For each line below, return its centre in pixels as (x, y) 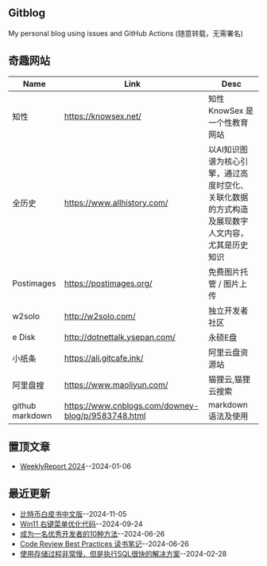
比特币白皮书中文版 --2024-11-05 (73, 514)
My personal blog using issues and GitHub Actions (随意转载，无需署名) (126, 33)
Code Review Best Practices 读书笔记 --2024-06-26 (104, 544)
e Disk (24, 337)
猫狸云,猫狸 (229, 379)
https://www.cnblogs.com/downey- (132, 405)
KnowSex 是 (231, 111)
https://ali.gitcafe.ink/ (104, 357)
